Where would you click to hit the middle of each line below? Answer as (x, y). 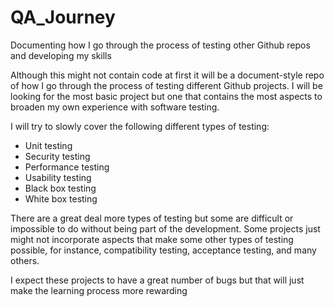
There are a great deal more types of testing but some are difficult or (152, 218)
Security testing (57, 156)
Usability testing (58, 177)
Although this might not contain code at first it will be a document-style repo (167, 75)
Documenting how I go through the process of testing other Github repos (160, 45)
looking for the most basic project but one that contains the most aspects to (166, 96)
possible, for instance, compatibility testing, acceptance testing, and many (163, 250)
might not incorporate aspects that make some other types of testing (152, 239)
